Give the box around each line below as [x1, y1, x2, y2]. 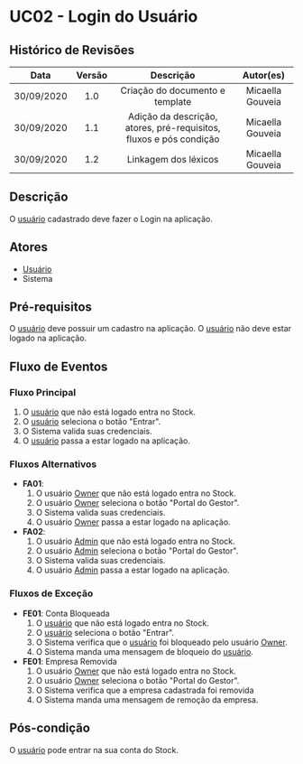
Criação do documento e [120, 84, 225, 97]
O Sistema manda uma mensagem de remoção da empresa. [35, 694, 259, 705]
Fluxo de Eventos [9, 359, 108, 374]
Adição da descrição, [127, 110, 218, 123]
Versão [76, 70, 108, 81]
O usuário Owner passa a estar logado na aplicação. [35, 517, 232, 527]
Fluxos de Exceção [9, 587, 94, 600]
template [154, 96, 192, 107]
